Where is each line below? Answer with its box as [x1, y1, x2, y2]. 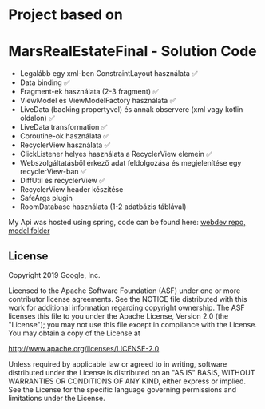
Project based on [8, 6, 124, 24]
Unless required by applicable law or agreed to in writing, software [8, 359, 227, 369]
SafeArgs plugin [19, 194, 73, 203]
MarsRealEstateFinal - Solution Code [8, 42, 257, 61]
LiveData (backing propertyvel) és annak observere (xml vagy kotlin [19, 105, 243, 114]
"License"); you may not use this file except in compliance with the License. [8, 319, 258, 329]
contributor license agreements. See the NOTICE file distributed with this [8, 294, 247, 303]
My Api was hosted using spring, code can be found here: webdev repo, [8, 218, 246, 227]
